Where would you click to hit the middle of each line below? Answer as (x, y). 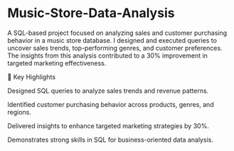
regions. (20, 112)
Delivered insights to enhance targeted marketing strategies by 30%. (108, 125)
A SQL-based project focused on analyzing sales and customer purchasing (117, 33)
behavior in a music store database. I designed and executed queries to (112, 40)
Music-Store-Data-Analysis (91, 13)
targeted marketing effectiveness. (57, 63)
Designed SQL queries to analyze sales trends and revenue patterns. (108, 90)
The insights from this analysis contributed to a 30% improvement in (108, 56)
